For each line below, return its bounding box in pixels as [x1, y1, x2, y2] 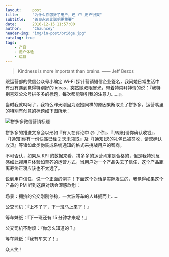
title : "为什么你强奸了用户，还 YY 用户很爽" [5, 12, 102, 17]
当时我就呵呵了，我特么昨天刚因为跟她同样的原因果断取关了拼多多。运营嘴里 [5, 102, 164, 108]
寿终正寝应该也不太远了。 [9, 165, 63, 171]
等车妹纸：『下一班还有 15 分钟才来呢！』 [5, 215, 90, 221]
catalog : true [5, 36, 35, 41]
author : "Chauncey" [5, 26, 55, 31]
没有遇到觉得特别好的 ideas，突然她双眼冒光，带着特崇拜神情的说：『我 [9, 85, 157, 91]
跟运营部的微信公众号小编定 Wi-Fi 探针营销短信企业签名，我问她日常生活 [5, 79, 156, 85]
